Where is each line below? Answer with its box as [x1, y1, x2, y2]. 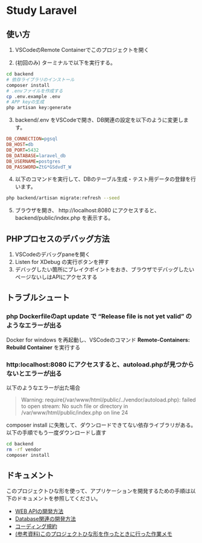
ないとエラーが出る [6, 369, 62, 377]
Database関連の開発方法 [14, 515, 77, 523]
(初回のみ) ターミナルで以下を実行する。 [14, 59, 116, 66]
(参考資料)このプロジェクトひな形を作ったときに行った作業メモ [14, 530, 173, 538]
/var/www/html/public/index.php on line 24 [21, 409, 128, 416]
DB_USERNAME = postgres [6, 158, 61, 165]
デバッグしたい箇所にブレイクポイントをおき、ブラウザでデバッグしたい [14, 266, 195, 273]
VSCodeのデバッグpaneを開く [14, 251, 90, 258]
